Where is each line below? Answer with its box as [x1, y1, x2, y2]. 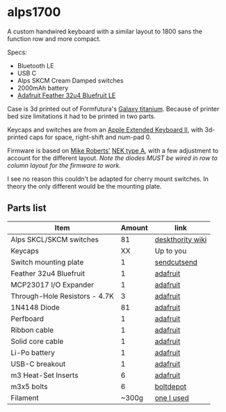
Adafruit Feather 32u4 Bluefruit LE [17, 91, 116, 100]
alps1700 [7, 4, 61, 20]
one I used [154, 393, 189, 402]
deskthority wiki [154, 235, 207, 244]
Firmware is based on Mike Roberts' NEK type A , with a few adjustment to [7, 146, 219, 154]
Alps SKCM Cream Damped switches [17, 76, 124, 84]
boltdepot [154, 381, 186, 391]
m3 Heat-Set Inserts [10, 370, 79, 380]
